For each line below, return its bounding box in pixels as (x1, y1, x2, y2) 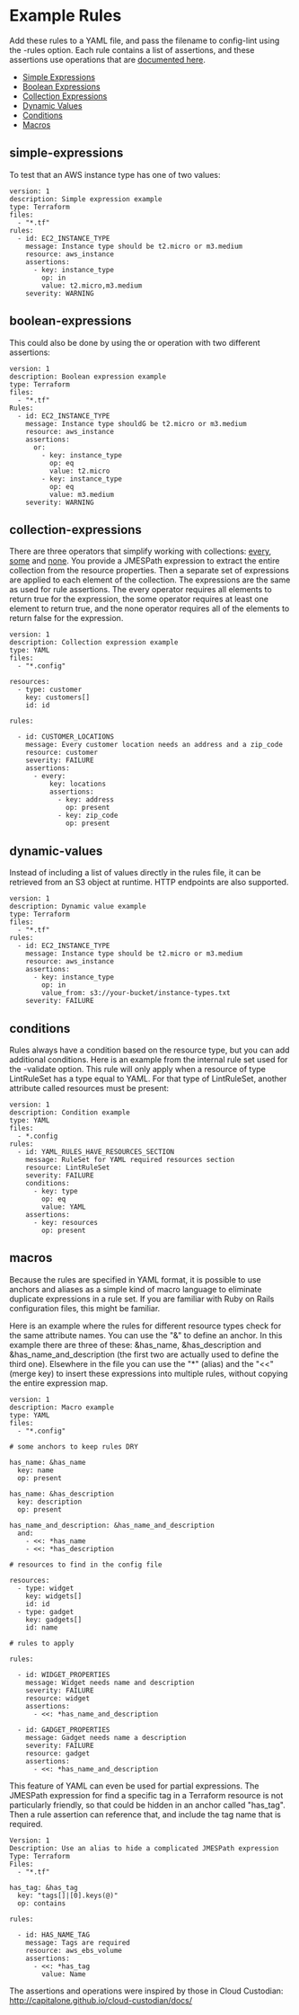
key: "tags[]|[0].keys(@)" (17, 1891, 119, 1900)
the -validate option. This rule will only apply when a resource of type (9, 1064, 267, 1074)
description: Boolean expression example (9, 372, 167, 381)
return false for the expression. (9, 613, 124, 624)
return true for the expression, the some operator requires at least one (9, 594, 269, 605)
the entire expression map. (9, 1377, 109, 1389)
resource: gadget (25, 1749, 91, 1758)
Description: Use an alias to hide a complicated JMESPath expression (9, 1843, 279, 1852)
